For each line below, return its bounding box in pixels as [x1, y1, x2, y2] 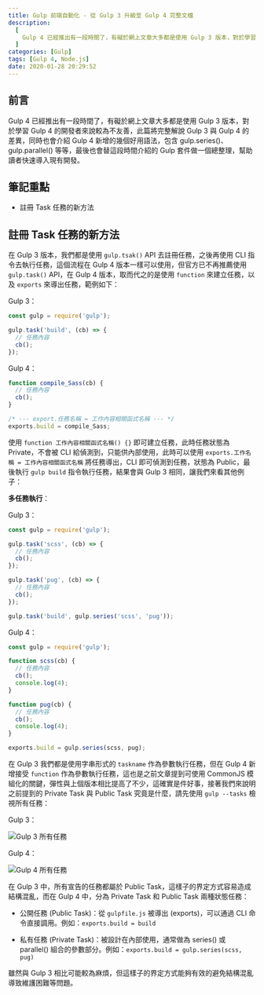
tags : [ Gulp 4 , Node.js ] [8, 56, 90, 64]
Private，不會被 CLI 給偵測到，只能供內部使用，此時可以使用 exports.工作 [8, 447, 246, 456]
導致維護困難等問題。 [8, 979, 77, 988]
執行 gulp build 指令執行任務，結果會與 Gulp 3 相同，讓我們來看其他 [14, 466, 238, 476]
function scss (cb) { [8, 657, 76, 665]
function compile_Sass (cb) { [8, 379, 104, 387]
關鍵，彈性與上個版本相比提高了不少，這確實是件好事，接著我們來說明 [28, 779, 256, 788]
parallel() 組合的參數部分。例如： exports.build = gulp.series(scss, [19, 945, 243, 954]
